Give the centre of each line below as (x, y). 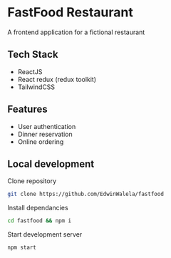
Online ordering (41, 141)
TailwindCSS (36, 87)
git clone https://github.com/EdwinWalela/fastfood (85, 194)
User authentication (47, 126)
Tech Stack (33, 55)
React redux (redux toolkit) (57, 79)
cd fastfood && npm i (40, 221)
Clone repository (32, 181)
